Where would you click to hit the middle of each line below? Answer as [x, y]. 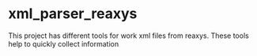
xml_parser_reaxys [73, 14]
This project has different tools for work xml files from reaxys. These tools [128, 35]
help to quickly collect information [64, 43]
